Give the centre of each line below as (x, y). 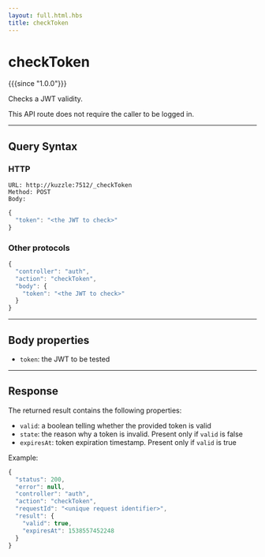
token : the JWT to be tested (65, 359)
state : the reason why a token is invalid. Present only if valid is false (131, 434)
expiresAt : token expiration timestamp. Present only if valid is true (128, 442)
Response (34, 391)
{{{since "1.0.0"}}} (37, 84)
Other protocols (39, 248)
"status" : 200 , (40, 479)
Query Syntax (43, 146)
